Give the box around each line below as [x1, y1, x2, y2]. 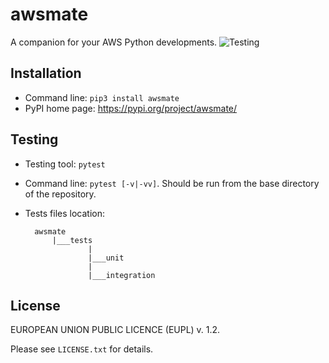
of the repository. [24, 188, 97, 200]
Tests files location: [24, 207, 105, 219]
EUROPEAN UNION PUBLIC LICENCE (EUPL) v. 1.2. [10, 324, 221, 336]
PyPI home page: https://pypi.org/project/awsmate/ [24, 102, 238, 114]
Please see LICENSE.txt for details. [10, 343, 154, 355]
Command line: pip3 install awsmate [24, 91, 180, 103]
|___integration [88, 270, 156, 280]
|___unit [88, 253, 125, 263]
